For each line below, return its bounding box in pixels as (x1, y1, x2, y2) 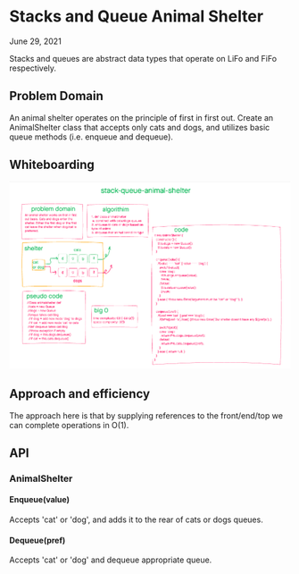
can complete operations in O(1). (9, 419, 129, 430)
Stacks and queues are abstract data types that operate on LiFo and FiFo (9, 53, 278, 63)
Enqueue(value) (9, 494, 70, 505)
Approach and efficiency (9, 386, 150, 401)
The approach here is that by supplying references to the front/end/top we (9, 409, 284, 421)
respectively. (9, 63, 56, 73)
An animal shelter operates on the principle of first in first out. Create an (9, 112, 274, 122)
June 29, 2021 (9, 36, 62, 46)
